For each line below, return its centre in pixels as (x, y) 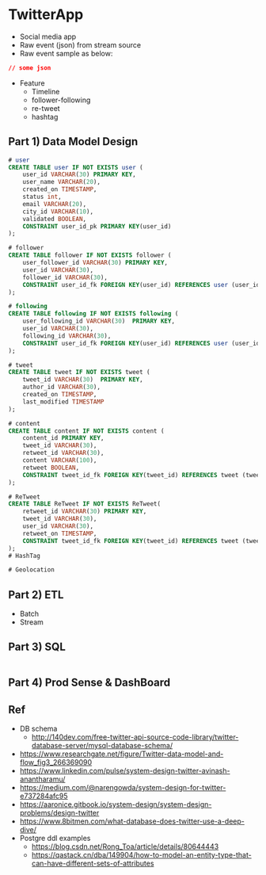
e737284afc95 (44, 796)
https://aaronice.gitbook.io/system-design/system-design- (116, 804)
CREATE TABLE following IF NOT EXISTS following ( (93, 314)
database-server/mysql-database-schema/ (102, 746)
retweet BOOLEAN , (51, 468)
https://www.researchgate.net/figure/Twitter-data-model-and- (122, 754)
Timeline (46, 91)
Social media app (48, 36)
